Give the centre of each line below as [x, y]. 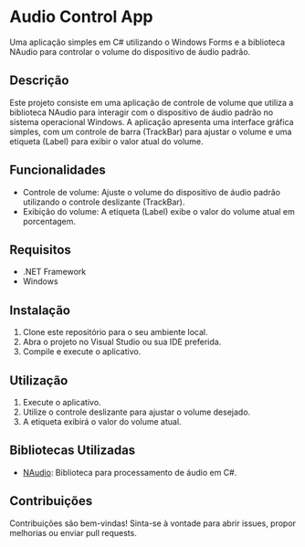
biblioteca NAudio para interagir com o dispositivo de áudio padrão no [142, 112]
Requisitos [40, 250]
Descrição [39, 81]
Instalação [40, 310]
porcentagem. [49, 221]
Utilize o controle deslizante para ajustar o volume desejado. [137, 412]
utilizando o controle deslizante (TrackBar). [104, 202]
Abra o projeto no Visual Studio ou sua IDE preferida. [122, 342]
